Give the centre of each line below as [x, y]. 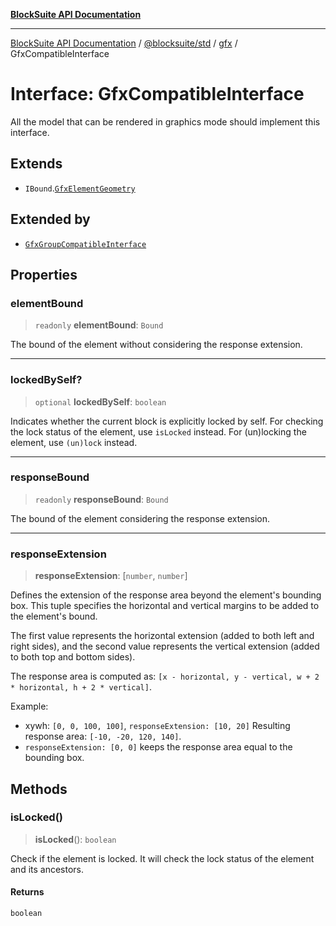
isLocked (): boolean [75, 839]
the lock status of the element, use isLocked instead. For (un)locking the [158, 431]
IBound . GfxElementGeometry [80, 188]
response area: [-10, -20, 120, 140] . [103, 736]
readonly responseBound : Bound [101, 499]
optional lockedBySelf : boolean [100, 401]
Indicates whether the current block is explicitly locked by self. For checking [167, 421]
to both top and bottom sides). [73, 657]
